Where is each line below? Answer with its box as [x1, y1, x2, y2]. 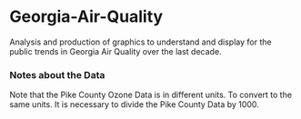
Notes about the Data [9, 68, 105, 81]
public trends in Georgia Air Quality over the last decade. [9, 45, 222, 56]
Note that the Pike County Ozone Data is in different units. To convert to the [9, 89, 293, 101]
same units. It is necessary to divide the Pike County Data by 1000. [9, 99, 259, 110]
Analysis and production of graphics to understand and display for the [9, 36, 272, 47]
